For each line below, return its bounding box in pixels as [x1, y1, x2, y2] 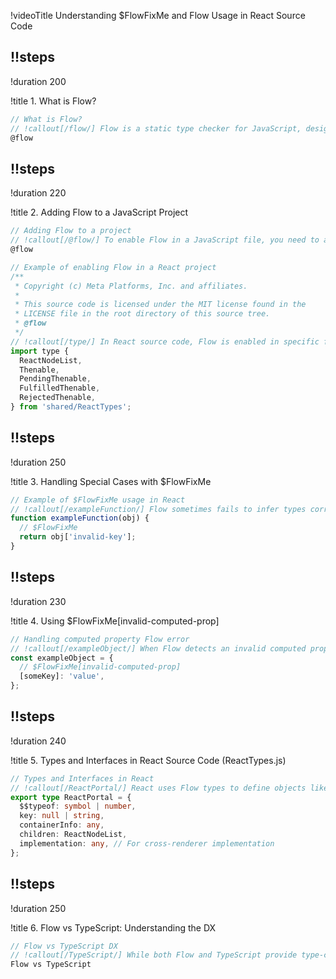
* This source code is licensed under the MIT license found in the [14, 300, 307, 310]
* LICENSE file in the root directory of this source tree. [14, 309, 271, 319]
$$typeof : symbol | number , [19, 801, 137, 812]
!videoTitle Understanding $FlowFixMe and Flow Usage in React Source [10, 10, 306, 21]
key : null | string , [19, 811, 105, 821]
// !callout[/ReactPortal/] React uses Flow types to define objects [10, 783, 307, 793]
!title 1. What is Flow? [10, 95, 97, 107]
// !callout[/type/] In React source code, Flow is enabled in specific [10, 336, 320, 347]
